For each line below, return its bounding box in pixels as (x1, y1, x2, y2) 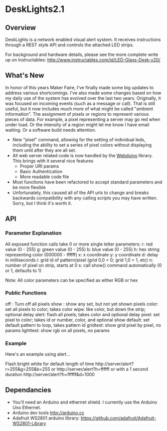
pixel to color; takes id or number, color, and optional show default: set (5, 317, 150, 323)
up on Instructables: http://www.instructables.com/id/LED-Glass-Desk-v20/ (5, 57, 161, 63)
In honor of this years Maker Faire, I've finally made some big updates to (5, 84, 154, 90)
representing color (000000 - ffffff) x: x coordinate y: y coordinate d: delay (5, 251, 159, 257)
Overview (5, 23, 36, 32)
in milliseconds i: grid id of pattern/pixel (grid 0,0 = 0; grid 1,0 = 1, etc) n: (5, 257, 154, 263)
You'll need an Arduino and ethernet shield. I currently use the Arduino (12, 399, 158, 405)
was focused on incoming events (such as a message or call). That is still (5, 100, 156, 106)
